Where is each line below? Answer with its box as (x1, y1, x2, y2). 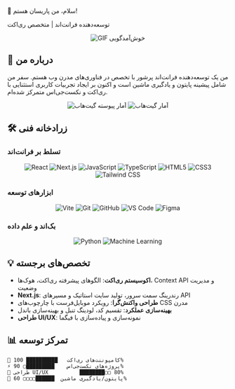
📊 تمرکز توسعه (7, 334, 68, 346)
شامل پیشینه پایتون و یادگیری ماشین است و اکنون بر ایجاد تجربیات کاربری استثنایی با (7, 80, 227, 88)
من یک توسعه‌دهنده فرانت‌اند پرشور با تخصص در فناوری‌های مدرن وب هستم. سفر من (7, 72, 229, 81)
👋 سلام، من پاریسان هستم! (7, 7, 78, 15)
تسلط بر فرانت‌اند (7, 147, 61, 157)
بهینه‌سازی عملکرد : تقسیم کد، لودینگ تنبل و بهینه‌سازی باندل (17, 306, 172, 314)
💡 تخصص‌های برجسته (7, 257, 90, 269)
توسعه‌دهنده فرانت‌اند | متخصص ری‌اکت (7, 20, 110, 28)
